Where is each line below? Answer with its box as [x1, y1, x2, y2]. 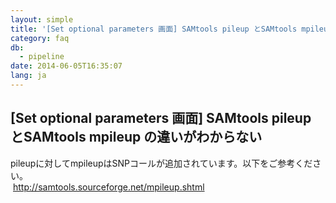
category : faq [10, 33, 70, 43]
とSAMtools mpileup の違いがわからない [10, 129, 263, 146]
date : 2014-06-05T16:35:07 [10, 61, 123, 71]
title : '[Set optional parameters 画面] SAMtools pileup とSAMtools [10, 24, 298, 34]
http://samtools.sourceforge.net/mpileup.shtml [13, 181, 205, 193]
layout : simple [10, 14, 74, 25]
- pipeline [19, 52, 65, 62]
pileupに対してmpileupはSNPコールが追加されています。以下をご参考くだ [10, 157, 313, 169]
